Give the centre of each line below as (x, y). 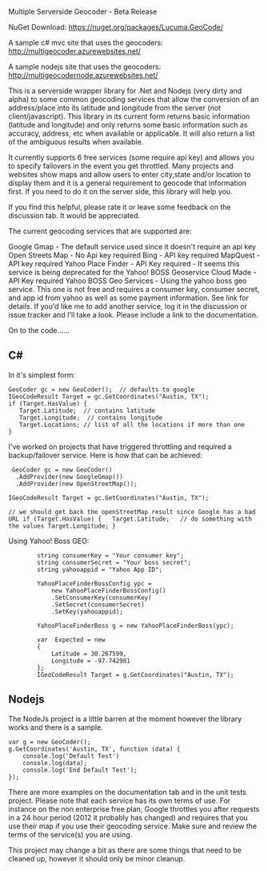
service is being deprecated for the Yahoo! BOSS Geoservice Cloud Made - (132, 272)
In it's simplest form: (42, 375)
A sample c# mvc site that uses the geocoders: (86, 43)
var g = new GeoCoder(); (50, 742)
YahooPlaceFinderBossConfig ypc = (94, 583)
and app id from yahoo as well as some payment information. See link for (129, 298)
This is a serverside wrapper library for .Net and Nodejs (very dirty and (125, 91)
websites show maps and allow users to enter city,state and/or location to (130, 174)
